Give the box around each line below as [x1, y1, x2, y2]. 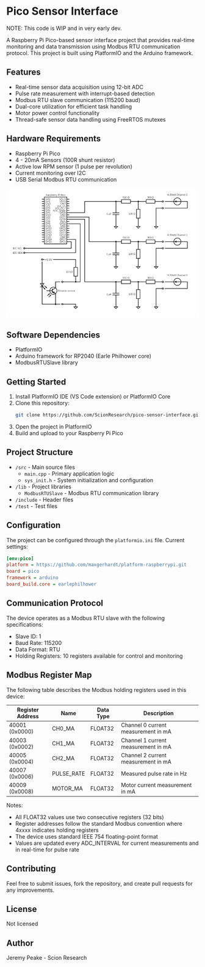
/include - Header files [15, 496, 74, 503]
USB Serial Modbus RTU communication [15, 175, 117, 183]
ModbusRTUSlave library [15, 359, 78, 366]
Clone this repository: [15, 399, 70, 407]
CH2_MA [51, 755, 75, 762]
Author [6, 938, 34, 948]
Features [6, 67, 41, 78]
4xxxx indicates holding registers [15, 826, 99, 834]
